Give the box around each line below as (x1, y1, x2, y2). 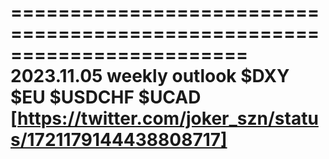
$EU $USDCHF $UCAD (10, 86, 202, 109)
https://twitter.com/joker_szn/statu (17, 107, 319, 130)
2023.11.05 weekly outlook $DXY (10, 65, 290, 88)
